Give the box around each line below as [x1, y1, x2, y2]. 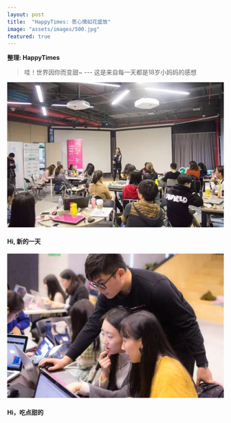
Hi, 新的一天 [7, 238, 41, 246]
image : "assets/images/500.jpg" [7, 25, 100, 32]
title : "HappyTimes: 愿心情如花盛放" [7, 18, 111, 25]
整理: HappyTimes [7, 54, 60, 62]
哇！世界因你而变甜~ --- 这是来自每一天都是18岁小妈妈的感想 [23, 68, 197, 76]
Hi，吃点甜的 [7, 408, 44, 416]
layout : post [7, 11, 45, 18]
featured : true [7, 33, 51, 40]
